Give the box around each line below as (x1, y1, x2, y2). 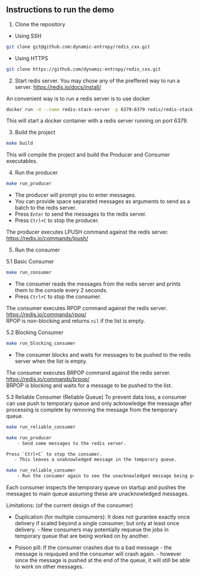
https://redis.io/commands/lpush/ (6, 235, 88, 242)
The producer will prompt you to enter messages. (14, 191, 136, 199)
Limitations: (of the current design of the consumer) (6, 502, 133, 509)
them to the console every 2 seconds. (14, 287, 108, 294)
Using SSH (14, 32, 42, 39)
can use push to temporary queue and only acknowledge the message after (6, 400, 192, 407)
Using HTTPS (14, 54, 49, 62)
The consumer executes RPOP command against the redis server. (6, 305, 168, 312)
